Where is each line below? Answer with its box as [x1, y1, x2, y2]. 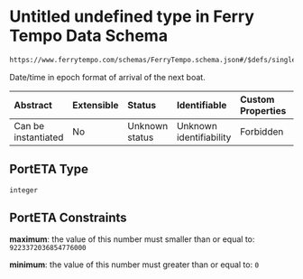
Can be [14, 119, 45, 132]
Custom [240, 93, 275, 106]
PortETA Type [9, 162, 88, 177]
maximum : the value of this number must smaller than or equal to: [9, 234, 255, 245]
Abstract [14, 98, 52, 111]
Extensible [71, 98, 119, 111]
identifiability [176, 131, 232, 144]
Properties [240, 104, 287, 116]
